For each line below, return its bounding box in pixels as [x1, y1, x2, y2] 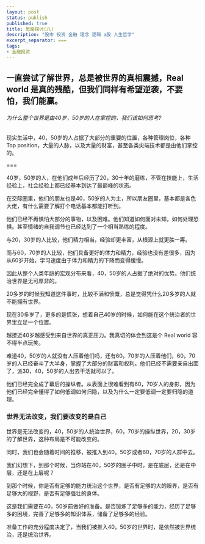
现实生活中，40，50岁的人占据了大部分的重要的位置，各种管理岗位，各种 [6, 134, 191, 141]
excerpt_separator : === [6, 37, 67, 43]
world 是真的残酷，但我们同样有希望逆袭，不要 [6, 84, 183, 95]
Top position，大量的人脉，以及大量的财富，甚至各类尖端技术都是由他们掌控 [6, 142, 198, 149]
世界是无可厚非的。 [11, 278, 60, 285]
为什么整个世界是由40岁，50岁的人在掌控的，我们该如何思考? [6, 114, 162, 121]
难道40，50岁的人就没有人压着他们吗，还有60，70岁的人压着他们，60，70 [6, 352, 196, 359]
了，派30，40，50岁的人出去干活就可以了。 [6, 367, 118, 375]
